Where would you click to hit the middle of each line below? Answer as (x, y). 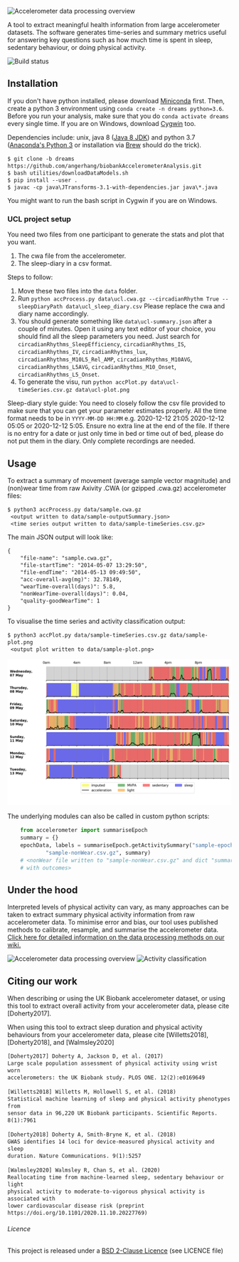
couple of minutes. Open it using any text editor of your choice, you (116, 329)
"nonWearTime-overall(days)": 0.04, (75, 594)
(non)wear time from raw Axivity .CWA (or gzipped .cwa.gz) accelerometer (117, 488)
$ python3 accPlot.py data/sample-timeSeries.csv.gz (87, 635)
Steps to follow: (30, 277)
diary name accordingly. (53, 314)
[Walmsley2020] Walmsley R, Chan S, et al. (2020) (84, 1170)
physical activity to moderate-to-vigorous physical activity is (106, 1192)
